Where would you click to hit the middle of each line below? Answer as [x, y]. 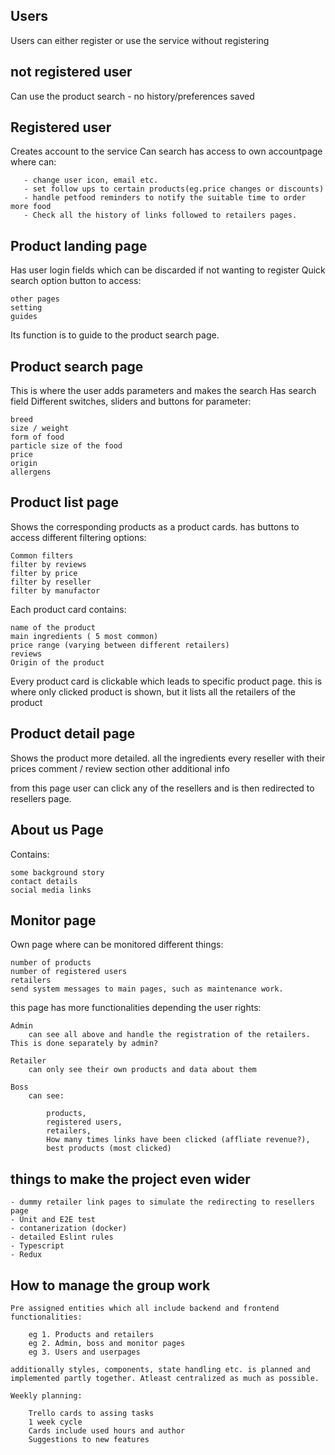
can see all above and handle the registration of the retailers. [169, 1035]
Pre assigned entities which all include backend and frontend [145, 1308]
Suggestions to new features [89, 1439]
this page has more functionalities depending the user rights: [136, 1008]
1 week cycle [55, 1422]
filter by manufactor [55, 590]
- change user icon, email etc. [91, 180]
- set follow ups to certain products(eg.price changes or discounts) [174, 189]
